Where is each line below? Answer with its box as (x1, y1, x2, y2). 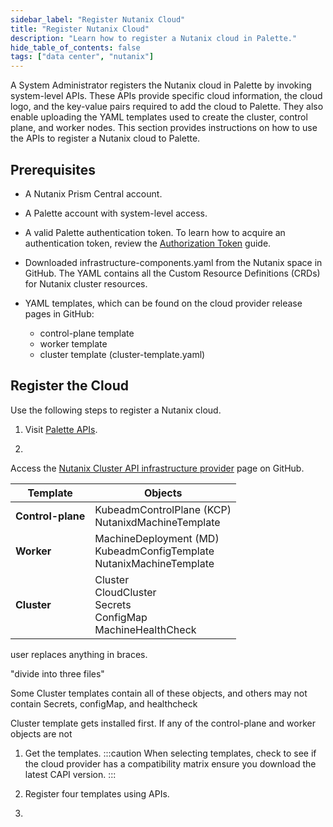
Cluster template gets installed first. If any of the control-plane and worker (10, 717, 316, 729)
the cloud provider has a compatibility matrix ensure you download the (24, 757, 317, 770)
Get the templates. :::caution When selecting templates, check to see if (24, 747, 317, 759)
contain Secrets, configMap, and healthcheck (10, 697, 198, 710)
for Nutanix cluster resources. (24, 277, 148, 290)
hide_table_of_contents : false (10, 42, 141, 53)
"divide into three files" (10, 667, 105, 680)
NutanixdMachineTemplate (94, 515, 221, 529)
